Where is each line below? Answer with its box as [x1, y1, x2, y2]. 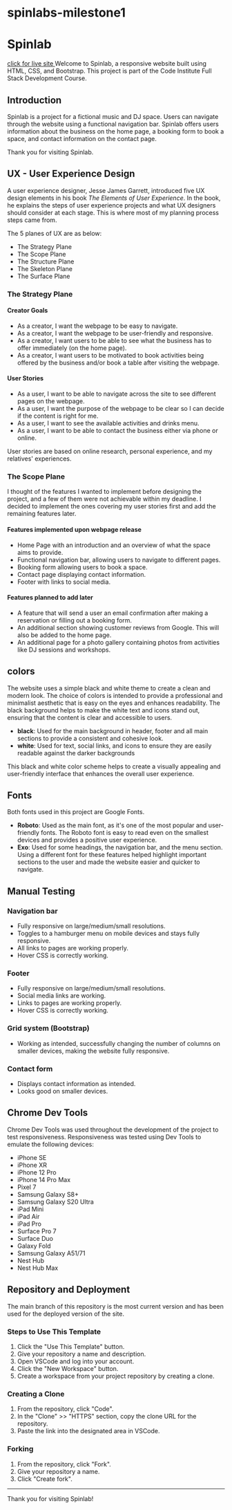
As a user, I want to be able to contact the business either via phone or [17, 427, 219, 435]
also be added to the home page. [17, 631, 112, 639]
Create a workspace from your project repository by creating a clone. [17, 1372, 215, 1380]
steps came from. [7, 216, 57, 224]
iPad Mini [17, 1205, 44, 1213]
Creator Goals [7, 306, 48, 315]
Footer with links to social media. [17, 578, 111, 586]
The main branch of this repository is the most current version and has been [7, 1302, 224, 1310]
